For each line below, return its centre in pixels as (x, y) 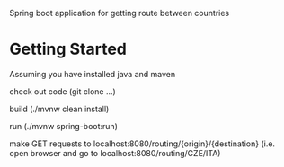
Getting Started (68, 49)
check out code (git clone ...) (63, 91)
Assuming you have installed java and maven (93, 74)
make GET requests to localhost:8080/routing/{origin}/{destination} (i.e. (142, 144)
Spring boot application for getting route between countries (120, 13)
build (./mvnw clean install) (59, 109)
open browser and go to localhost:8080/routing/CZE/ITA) (115, 153)
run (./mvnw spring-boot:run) (64, 126)
